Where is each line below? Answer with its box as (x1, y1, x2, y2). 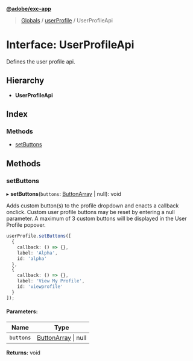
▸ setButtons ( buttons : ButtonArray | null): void (6, 190, 122, 198)
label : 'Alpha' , (17, 250, 59, 256)
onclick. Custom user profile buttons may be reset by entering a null (6, 209, 175, 216)
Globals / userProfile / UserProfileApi (21, 17, 113, 24)
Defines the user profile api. (6, 57, 75, 65)
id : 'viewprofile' (17, 284, 63, 290)
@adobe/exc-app (6, 5, 51, 12)
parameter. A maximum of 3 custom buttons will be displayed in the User (6, 215, 187, 223)
